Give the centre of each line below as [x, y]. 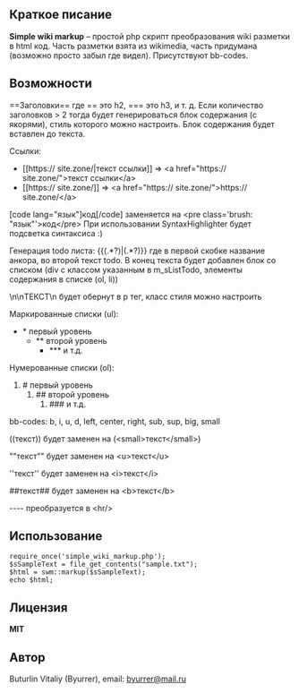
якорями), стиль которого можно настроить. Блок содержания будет [142, 124]
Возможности [51, 84]
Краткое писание [61, 15]
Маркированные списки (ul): [64, 313]
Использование [56, 536]
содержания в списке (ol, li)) [64, 279]
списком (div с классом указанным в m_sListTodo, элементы [126, 269]
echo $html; [31, 580]
